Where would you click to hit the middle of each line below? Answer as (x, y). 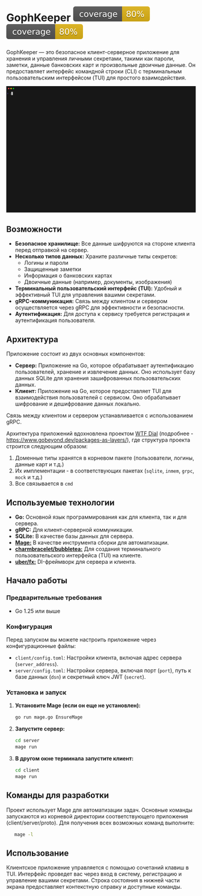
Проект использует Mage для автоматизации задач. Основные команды (99, 810)
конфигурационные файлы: (41, 646)
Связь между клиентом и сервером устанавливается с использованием (100, 416)
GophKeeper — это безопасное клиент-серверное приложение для (93, 52)
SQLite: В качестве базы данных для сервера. (74, 536)
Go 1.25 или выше (38, 611)
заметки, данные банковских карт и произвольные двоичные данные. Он (101, 65)
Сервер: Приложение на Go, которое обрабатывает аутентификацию (104, 366)
